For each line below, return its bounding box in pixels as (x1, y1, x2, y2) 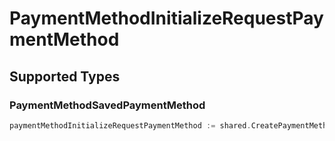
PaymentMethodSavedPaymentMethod (9, 98, 206, 112)
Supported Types (9, 68, 121, 85)
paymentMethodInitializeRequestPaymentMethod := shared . (9, 120, 252, 131)
